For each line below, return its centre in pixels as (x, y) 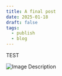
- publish (23, 33)
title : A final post (31, 11)
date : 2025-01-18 (27, 17)
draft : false (22, 22)
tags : (13, 28)
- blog (19, 39)
